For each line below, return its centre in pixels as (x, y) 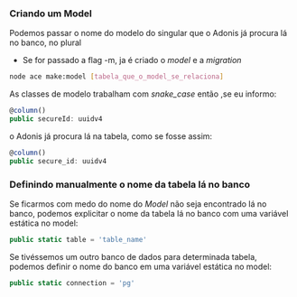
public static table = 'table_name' (78, 239)
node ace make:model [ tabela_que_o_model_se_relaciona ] (116, 77)
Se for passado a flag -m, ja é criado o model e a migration (132, 60)
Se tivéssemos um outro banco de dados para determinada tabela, (133, 256)
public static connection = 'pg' (72, 283)
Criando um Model (51, 14)
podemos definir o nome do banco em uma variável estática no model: (141, 266)
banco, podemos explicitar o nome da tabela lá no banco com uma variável (149, 213)
